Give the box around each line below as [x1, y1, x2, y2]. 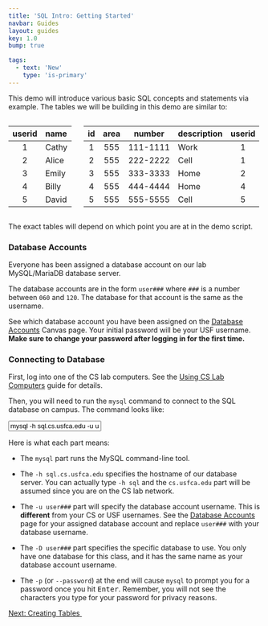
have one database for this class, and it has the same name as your [19, 552, 243, 562]
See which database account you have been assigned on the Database [8, 317, 243, 327]
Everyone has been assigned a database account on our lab [8, 260, 207, 270]
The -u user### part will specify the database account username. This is [19, 502, 261, 512]
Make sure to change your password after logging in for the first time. [8, 334, 246, 344]
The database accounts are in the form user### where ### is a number [8, 284, 241, 294]
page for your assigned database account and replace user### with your [19, 519, 259, 529]
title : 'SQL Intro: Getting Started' [8, 11, 135, 20]
